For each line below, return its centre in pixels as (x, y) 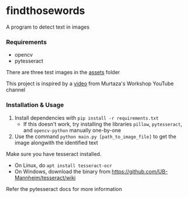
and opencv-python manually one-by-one (72, 130)
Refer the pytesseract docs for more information (64, 189)
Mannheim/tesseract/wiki (45, 178)
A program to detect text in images (48, 27)
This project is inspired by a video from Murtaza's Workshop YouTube (90, 84)
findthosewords (46, 11)
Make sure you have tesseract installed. (54, 154)
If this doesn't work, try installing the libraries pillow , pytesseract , (103, 124)
